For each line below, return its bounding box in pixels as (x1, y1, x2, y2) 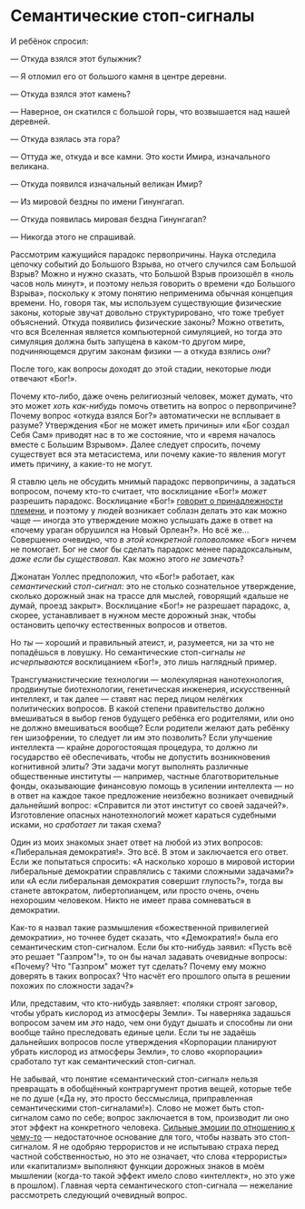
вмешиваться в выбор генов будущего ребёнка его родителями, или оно (10, 712, 294, 724)
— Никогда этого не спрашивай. (10, 231, 136, 242)
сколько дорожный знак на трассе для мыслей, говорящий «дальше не (10, 590, 290, 601)
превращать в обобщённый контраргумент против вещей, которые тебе (10, 1082, 292, 1093)
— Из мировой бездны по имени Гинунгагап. (10, 196, 185, 207)
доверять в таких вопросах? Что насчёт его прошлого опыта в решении (10, 970, 290, 981)
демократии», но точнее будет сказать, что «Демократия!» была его (10, 931, 279, 942)
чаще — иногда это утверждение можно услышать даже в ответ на (10, 514, 273, 525)
